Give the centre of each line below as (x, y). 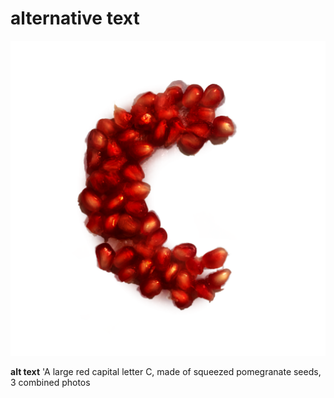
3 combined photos (50, 382)
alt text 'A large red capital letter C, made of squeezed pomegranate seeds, (166, 371)
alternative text (75, 18)
